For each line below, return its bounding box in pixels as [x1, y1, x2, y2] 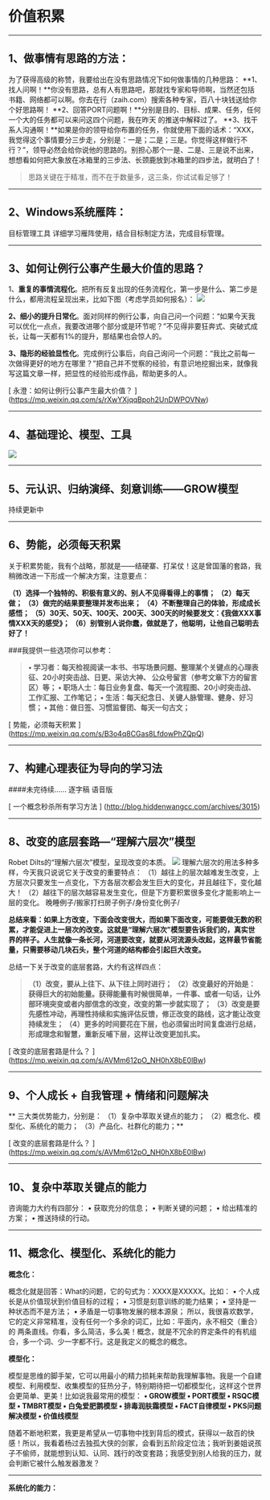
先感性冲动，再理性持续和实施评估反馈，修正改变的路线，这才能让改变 [27, 1010, 261, 1019]
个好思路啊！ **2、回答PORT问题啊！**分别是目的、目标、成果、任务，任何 [8, 105, 261, 114]
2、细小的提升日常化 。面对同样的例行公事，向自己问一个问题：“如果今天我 [8, 311, 256, 322]
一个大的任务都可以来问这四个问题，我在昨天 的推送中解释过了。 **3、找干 [8, 114, 259, 125]
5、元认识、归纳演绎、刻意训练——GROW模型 [8, 482, 239, 495]
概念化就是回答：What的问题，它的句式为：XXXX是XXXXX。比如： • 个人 [8, 1286, 253, 1296]
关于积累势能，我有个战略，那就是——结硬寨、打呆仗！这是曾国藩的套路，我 [8, 560, 262, 571]
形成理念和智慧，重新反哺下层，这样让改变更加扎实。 [27, 1030, 205, 1039]
